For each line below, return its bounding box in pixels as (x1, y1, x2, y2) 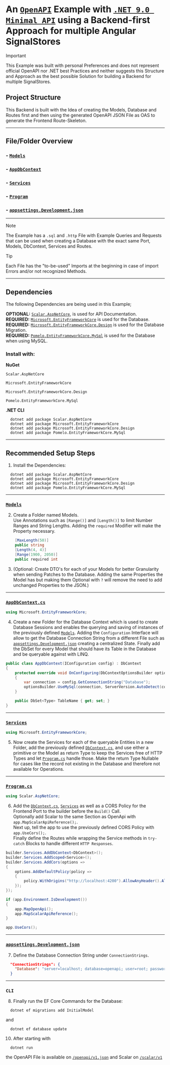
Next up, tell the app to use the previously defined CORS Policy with (13, 824, 154, 831)
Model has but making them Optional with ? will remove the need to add (13, 576, 162, 583)
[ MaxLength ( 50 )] (15, 538, 49, 543)
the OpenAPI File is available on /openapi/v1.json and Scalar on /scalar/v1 (6, 1054, 163, 1060)
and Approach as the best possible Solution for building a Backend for (6, 73, 152, 79)
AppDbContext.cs (6, 599, 46, 605)
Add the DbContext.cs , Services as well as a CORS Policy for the (13, 803, 146, 809)
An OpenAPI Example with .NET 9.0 (6, 4, 150, 15)
